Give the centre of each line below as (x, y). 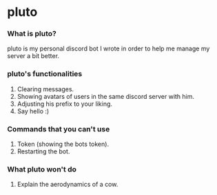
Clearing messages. (45, 89)
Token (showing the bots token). (63, 144)
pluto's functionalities (45, 74)
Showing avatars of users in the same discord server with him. (106, 96)
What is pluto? (32, 34)
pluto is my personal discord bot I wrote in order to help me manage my (108, 48)
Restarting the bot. (43, 151)
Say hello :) (33, 111)
